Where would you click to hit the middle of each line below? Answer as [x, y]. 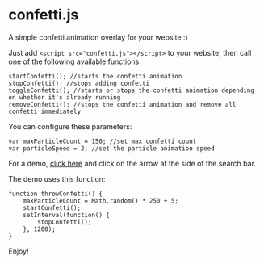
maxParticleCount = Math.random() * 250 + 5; [101, 201]
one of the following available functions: [75, 61]
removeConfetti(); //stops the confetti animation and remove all [122, 104]
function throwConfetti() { [56, 194]
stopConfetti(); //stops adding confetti [79, 83]
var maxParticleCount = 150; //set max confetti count [103, 141]
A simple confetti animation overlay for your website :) [98, 37]
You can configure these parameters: [70, 126]
